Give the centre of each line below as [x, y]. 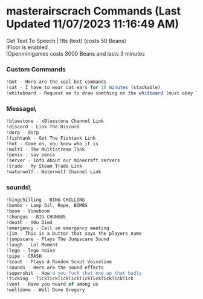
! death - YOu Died [29, 222]
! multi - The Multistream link [46, 149]
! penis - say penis [31, 155]
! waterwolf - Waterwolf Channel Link [54, 172]
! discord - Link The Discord [43, 127]
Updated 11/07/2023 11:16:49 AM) [93, 24]
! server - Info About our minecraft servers [63, 161]
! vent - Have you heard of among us [52, 284]
